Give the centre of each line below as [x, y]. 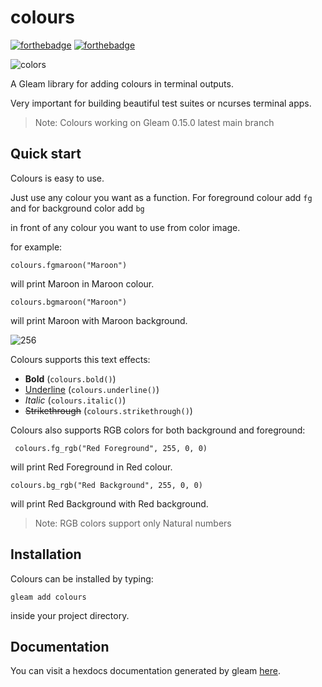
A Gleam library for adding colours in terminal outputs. [122, 83]
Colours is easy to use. [57, 178]
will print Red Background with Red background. [109, 503]
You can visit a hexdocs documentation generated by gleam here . [145, 671]
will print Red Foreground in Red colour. [91, 467]
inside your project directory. [70, 615]
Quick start [46, 154]
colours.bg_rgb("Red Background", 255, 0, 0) [106, 485]
